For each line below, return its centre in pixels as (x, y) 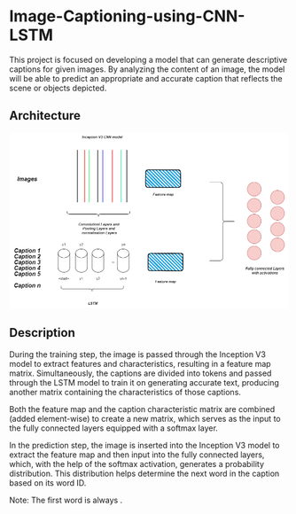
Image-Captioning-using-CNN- (127, 16)
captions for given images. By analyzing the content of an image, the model (147, 69)
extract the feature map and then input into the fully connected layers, (137, 455)
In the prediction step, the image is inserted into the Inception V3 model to (145, 445)
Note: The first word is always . (66, 500)
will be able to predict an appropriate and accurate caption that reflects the (146, 78)
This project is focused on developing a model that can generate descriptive (148, 59)
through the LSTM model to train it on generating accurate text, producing (144, 382)
